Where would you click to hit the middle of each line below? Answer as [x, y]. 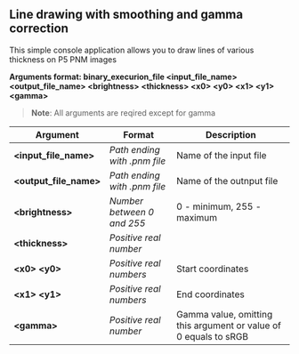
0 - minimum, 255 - [219, 206]
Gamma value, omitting [225, 314]
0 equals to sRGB [213, 336]
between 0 [132, 212]
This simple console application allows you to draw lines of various [132, 50]
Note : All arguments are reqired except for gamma [123, 113]
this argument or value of [229, 326]
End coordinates [210, 294]
